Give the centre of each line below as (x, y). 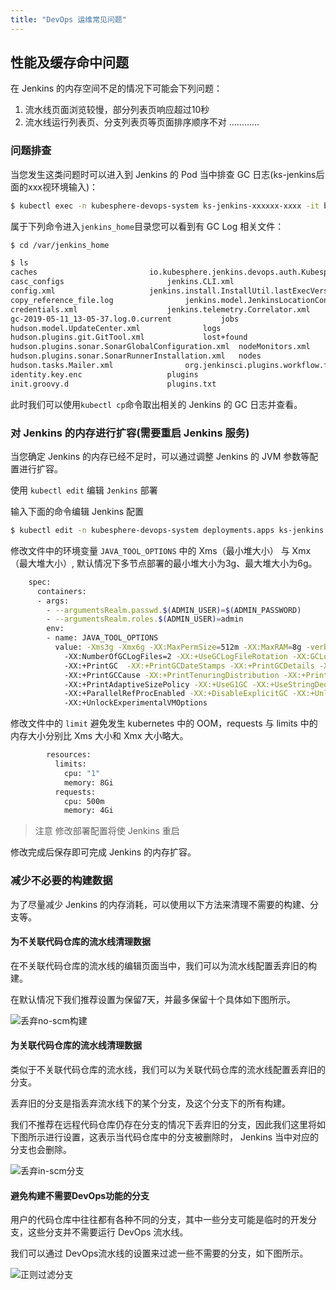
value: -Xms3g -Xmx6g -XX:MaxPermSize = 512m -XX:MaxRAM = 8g (178, 647)
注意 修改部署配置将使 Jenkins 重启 (107, 831)
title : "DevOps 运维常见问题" (68, 19)
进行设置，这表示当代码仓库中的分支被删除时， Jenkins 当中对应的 (182, 1137)
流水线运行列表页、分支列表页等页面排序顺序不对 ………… (142, 122)
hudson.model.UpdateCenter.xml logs (116, 328)
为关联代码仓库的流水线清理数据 (76, 1045)
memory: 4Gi (88, 811)
